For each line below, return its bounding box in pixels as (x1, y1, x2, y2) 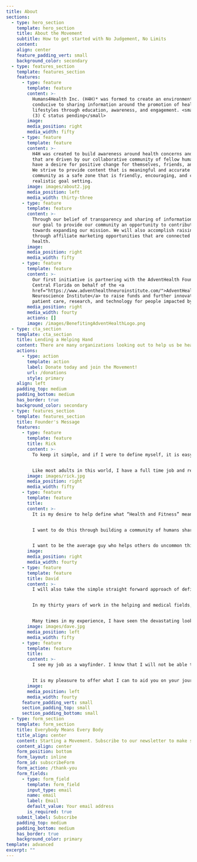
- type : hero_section (11, 19, 64, 25)
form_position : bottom (16, 748, 72, 755)
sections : (6, 14, 30, 20)
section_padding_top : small (21, 705, 91, 711)
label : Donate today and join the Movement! (27, 364, 138, 370)
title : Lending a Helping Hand (16, 337, 93, 343)
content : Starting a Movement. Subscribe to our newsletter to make (16, 738, 188, 744)
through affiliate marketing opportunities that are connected (32, 233, 191, 239)
